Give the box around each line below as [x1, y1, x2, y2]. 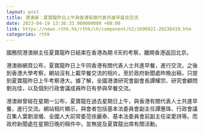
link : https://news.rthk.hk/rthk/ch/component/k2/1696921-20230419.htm [6, 26, 191, 32]
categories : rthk [6, 32, 50, 38]
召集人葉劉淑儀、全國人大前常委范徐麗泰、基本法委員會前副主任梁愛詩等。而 [6, 113, 198, 120]
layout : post [6, 9, 39, 15]
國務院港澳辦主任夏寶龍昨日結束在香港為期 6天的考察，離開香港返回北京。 [6, 49, 192, 56]
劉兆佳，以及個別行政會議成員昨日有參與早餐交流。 [6, 84, 134, 92]
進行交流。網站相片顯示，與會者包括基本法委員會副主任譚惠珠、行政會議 [16, 105, 198, 112]
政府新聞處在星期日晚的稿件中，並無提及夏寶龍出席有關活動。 [6, 120, 161, 128]
